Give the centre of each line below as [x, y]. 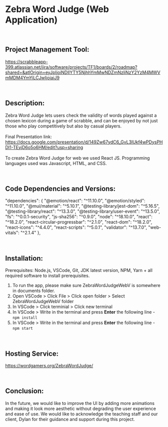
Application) [31, 20]
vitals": [12, 233]
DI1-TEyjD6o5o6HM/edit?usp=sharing [44, 147]
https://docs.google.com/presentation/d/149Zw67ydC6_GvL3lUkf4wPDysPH [84, 142]
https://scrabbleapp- [27, 62]
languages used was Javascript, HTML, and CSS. [56, 163]
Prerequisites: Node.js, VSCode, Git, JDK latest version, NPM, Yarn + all [79, 270]
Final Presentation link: [28, 136]
